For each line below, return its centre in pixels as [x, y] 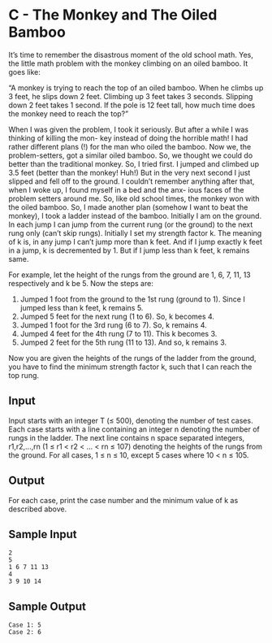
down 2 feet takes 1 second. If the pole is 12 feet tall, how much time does [132, 105]
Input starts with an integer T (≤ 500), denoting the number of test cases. [131, 420]
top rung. [24, 375]
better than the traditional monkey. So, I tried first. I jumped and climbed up [134, 163]
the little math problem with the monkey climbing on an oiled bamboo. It [128, 63]
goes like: [24, 72]
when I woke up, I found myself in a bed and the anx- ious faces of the [126, 189]
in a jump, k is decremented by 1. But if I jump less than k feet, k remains [129, 250]
